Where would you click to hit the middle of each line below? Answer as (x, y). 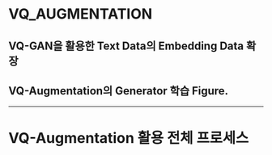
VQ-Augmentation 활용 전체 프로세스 (129, 138)
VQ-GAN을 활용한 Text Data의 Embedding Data (126, 46)
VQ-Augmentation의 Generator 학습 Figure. (119, 91)
